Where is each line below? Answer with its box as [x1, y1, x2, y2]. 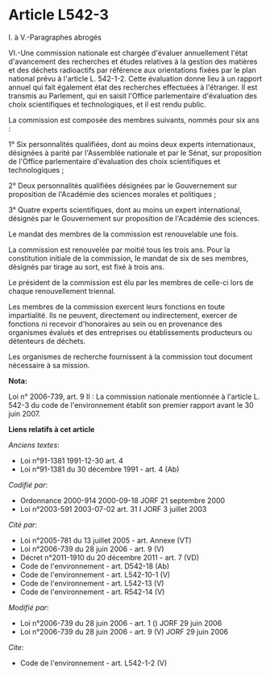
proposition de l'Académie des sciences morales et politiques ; [8, 189, 217, 199]
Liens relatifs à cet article [8, 424, 95, 434]
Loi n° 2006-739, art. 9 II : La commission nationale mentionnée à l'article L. [8, 392, 260, 401]
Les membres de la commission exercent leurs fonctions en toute [8, 301, 226, 312]
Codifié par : [8, 480, 48, 489]
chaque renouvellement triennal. [8, 286, 116, 296]
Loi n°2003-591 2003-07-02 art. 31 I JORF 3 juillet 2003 [19, 504, 207, 514]
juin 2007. [8, 409, 41, 418]
